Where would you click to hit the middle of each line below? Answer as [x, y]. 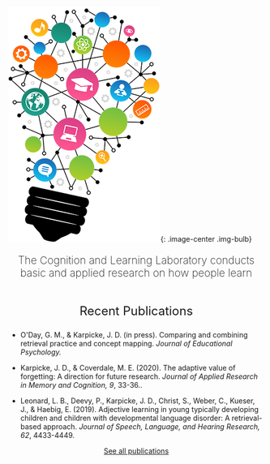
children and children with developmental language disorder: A [125, 418]
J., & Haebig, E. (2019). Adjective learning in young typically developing [139, 409]
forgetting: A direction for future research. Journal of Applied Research [139, 376]
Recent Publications [136, 311]
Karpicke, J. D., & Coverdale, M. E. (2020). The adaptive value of [128, 367]
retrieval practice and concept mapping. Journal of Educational [126, 343]
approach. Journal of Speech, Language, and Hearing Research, [152, 426]
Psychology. [41, 352]
